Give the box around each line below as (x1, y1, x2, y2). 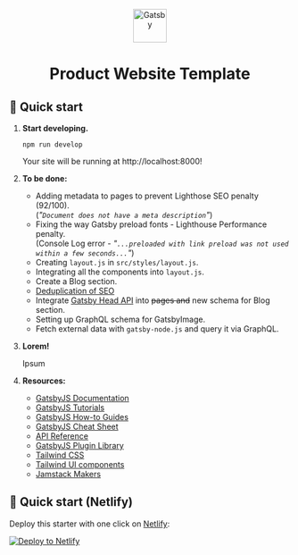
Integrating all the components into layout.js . (35, 266, 205, 277)
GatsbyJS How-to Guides (35, 412, 129, 422)
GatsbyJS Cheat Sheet (35, 421, 119, 432)
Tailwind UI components (35, 459, 125, 469)
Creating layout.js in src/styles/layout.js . (35, 257, 199, 267)
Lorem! (21, 341, 50, 351)
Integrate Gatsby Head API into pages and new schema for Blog (35, 295, 270, 306)
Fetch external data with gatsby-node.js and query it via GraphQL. (35, 324, 279, 334)
